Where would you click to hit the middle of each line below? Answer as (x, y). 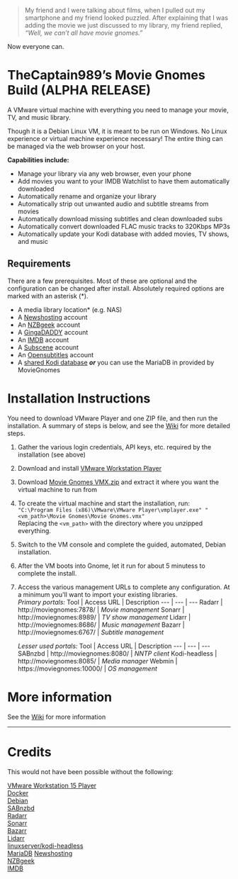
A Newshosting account (52, 317)
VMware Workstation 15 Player (52, 785)
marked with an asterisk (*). (48, 296)
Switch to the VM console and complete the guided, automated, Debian (122, 544)
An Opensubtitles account (56, 354)
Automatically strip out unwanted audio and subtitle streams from (113, 203)
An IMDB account (43, 340)
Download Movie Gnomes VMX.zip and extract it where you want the (118, 482)
